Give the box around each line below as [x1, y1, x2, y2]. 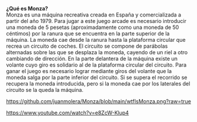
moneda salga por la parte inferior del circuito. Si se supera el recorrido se [6, 74, 188, 81]
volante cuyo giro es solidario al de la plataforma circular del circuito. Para [6, 61, 187, 68]
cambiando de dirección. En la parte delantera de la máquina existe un [6, 55, 178, 62]
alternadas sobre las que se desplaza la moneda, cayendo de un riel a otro [6, 49, 188, 55]
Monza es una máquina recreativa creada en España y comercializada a [6, 11, 182, 18]
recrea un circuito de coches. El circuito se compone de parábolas [6, 42, 168, 50]
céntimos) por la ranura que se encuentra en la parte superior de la [6, 30, 170, 37]
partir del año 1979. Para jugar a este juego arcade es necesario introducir [6, 18, 187, 24]
